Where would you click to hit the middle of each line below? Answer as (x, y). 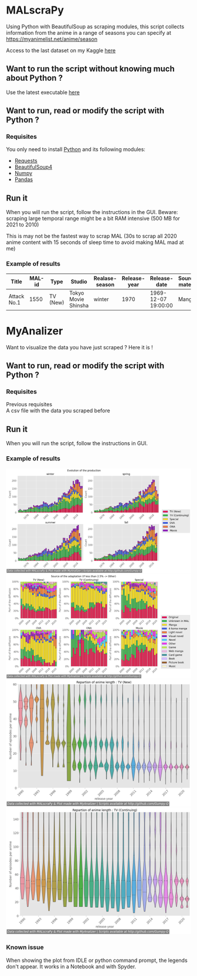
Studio (79, 281)
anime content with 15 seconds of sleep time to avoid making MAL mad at (95, 242)
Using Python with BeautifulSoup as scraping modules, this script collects (95, 26)
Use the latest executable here (43, 92)
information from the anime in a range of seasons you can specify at (89, 32)
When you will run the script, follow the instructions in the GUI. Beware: (92, 212)
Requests (26, 161)
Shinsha (79, 306)
